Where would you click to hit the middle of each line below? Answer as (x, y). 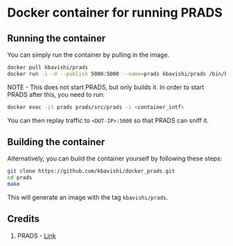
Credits (24, 219)
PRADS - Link (37, 236)
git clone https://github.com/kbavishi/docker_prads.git (91, 171)
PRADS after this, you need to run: (56, 94)
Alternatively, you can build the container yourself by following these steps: (115, 159)
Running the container (57, 38)
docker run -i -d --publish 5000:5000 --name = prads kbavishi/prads (107, 74)
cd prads (20, 178)
